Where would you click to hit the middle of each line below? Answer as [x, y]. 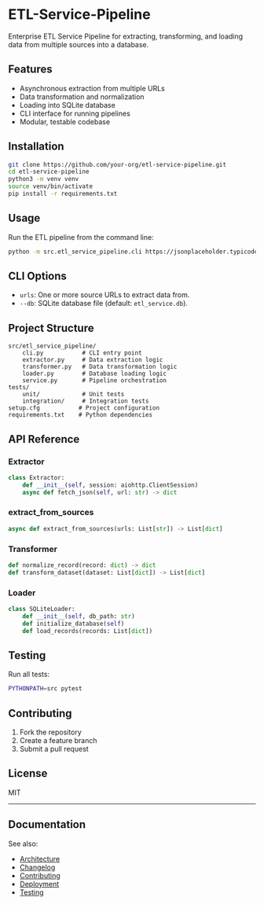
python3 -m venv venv [44, 179]
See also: [23, 844]
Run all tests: [29, 675]
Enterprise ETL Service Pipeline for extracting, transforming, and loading [126, 36]
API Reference [44, 439]
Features [30, 70]
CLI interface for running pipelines [75, 113]
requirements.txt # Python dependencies [81, 415]
